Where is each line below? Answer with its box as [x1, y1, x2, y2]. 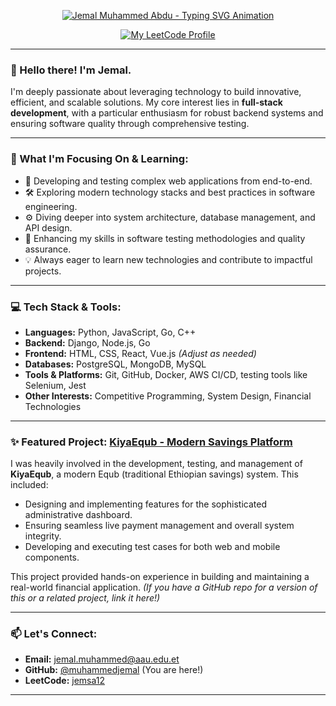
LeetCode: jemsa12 [24, 675, 105, 687]
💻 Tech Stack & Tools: [10, 300, 122, 314]
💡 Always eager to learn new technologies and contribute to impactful [24, 253, 313, 265]
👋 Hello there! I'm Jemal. [10, 63, 132, 77]
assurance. [24, 243, 72, 255]
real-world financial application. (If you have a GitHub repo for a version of [10, 581, 318, 594]
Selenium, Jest [24, 379, 87, 391]
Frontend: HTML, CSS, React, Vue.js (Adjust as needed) [24, 347, 257, 359]
